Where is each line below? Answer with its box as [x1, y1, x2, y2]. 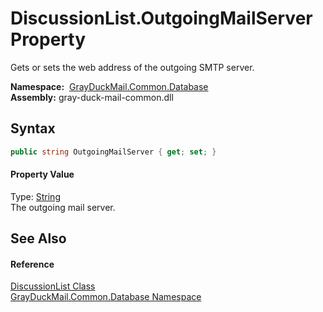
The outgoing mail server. [10, 201, 116, 213]
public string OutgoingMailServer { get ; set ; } [10, 147, 217, 157]
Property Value [10, 168, 75, 181]
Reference [10, 258, 55, 270]
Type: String [10, 190, 61, 202]
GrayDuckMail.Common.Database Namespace [10, 291, 202, 303]
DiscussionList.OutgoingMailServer [10, 7, 313, 30]
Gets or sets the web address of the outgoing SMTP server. [10, 61, 255, 73]
